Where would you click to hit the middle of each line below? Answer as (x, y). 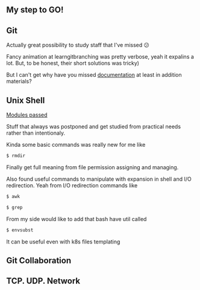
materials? (19, 82)
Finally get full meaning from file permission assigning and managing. (92, 167)
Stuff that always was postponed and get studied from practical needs (94, 127)
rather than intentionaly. (36, 133)
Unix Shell (26, 100)
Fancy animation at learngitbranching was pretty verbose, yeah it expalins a (100, 57)
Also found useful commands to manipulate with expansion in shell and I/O (99, 179)
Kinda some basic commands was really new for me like (76, 145)
